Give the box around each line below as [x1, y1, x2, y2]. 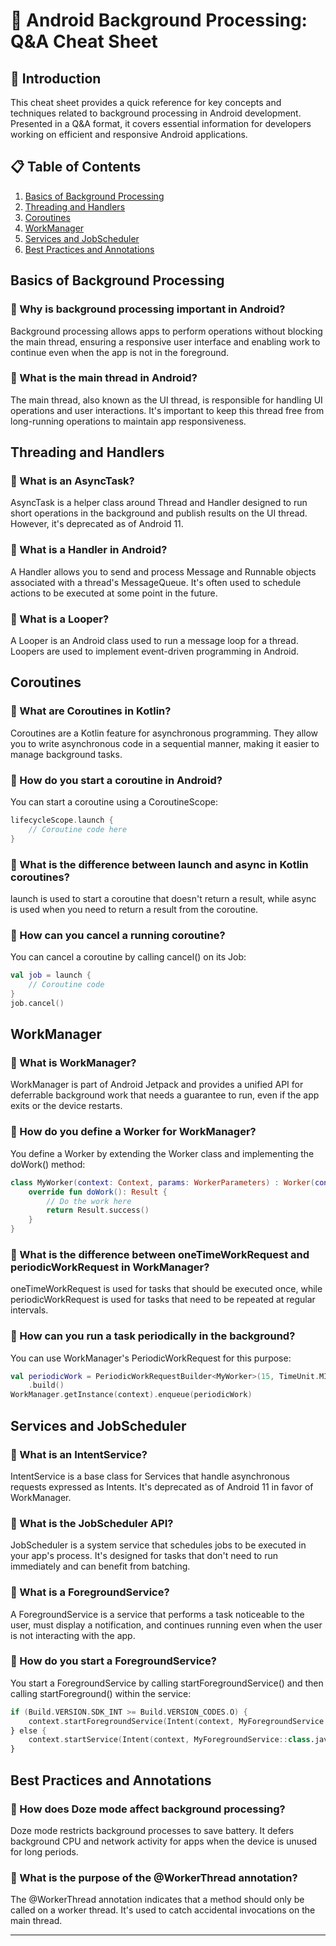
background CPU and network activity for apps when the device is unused [10, 1835, 318, 1847]
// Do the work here [46, 1196, 132, 1206]
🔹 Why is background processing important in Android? [10, 302, 286, 316]
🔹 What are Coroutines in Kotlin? [10, 704, 172, 718]
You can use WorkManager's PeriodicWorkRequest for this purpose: [10, 1352, 292, 1364]
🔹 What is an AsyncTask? [10, 474, 135, 488]
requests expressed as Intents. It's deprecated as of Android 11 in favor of [10, 1480, 314, 1493]
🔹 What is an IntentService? [10, 1447, 148, 1461]
